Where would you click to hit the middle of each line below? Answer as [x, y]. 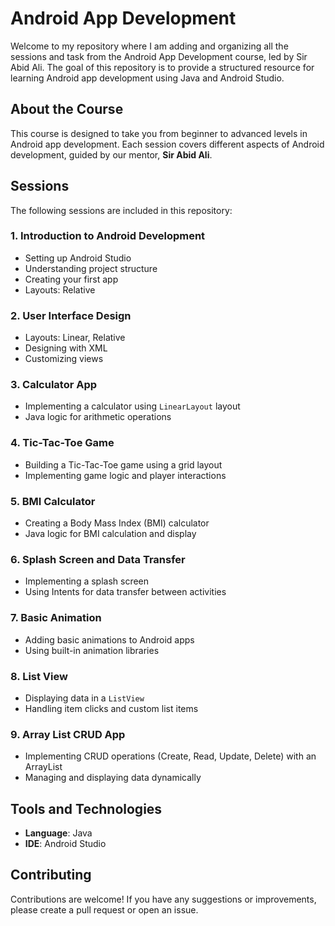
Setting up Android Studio [78, 258]
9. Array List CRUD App [68, 734]
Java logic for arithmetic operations [98, 417]
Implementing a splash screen [87, 581]
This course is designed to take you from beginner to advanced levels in [159, 133]
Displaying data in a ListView [84, 698]
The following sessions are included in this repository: [121, 210]
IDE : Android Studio [65, 844]
